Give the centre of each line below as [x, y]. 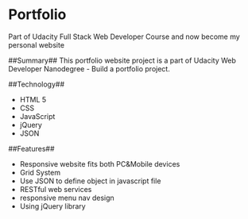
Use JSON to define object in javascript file [90, 181]
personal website [37, 44]
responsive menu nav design [67, 198]
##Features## [31, 148]
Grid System [40, 172]
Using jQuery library [52, 206]
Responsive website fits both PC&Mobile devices [100, 163]
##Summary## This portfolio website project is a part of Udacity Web [122, 60]
